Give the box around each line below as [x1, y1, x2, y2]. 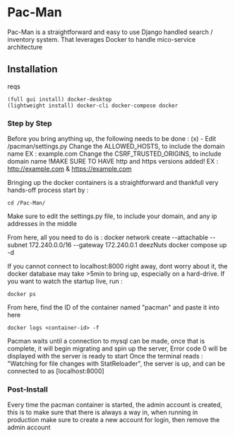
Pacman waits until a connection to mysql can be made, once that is [7, 337, 205, 346]
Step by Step [7, 118, 52, 128]
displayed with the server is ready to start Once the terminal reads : [7, 352, 203, 361]
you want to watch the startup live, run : [7, 277, 123, 285]
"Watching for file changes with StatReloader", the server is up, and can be [7, 359, 226, 368]
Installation [7, 63, 58, 75]
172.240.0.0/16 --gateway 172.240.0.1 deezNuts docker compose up [29, 241, 227, 249]
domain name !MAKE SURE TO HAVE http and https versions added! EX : [7, 157, 219, 166]
